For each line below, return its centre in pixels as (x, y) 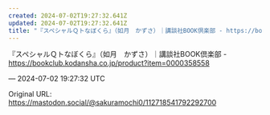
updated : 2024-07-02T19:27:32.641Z (68, 23)
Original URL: (30, 94)
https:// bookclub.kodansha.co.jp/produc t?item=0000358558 (109, 63)
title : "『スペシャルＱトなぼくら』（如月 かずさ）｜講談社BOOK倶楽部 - (116, 30)
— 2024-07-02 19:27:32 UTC (57, 79)
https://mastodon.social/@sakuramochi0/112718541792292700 (112, 103)
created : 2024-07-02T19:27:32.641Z (68, 16)
